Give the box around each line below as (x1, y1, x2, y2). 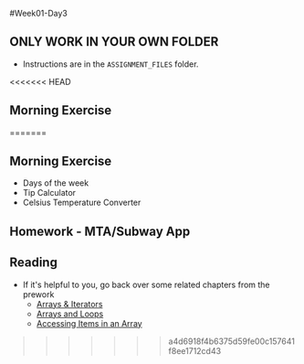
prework (22, 288, 55, 300)
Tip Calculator (22, 187, 76, 198)
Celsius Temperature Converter (22, 197, 142, 209)
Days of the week (22, 177, 89, 188)
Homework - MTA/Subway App (9, 223, 191, 239)
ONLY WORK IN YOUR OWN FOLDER (9, 34, 219, 49)
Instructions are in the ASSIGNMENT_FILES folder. (22, 59, 199, 70)
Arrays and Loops (36, 308, 104, 319)
